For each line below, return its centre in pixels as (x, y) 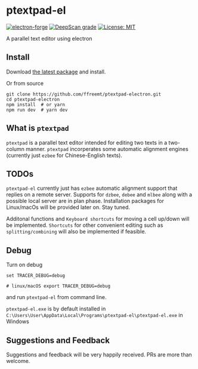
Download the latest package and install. (56, 72)
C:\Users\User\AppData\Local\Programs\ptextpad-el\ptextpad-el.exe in (95, 315)
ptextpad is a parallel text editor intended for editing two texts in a (87, 142)
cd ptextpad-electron (33, 99)
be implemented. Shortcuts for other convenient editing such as (85, 225)
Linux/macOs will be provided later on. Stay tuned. (68, 207)
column (16, 149)
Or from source (25, 83)
